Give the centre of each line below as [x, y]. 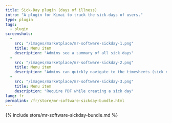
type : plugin [19, 19]
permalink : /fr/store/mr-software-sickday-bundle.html [65, 100]
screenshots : [19, 34]
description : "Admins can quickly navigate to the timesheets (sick [89, 72]
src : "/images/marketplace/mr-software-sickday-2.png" [74, 63]
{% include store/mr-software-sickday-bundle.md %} [62, 115]
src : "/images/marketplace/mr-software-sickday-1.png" [74, 44]
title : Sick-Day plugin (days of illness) [51, 10]
